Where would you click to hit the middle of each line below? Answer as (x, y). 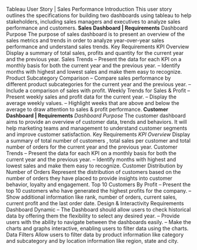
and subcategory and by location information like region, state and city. (92, 241)
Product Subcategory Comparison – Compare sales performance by (89, 78)
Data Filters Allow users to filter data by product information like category (95, 235)
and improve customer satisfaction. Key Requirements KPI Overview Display (98, 134)
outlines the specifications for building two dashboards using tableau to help (99, 15)
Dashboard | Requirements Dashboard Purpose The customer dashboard (96, 116)
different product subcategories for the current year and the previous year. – (98, 84)
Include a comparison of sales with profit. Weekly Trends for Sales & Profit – (98, 91)
